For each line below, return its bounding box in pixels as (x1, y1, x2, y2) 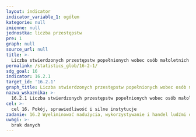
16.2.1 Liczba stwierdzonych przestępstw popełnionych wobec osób (11, 95, 176, 101)
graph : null (6, 41, 35, 47)
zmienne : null (6, 24, 41, 31)
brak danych (11, 122, 41, 128)
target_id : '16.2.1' (6, 79, 57, 85)
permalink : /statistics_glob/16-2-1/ (6, 62, 98, 69)
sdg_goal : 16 (6, 68, 38, 74)
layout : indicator (6, 8, 51, 15)
